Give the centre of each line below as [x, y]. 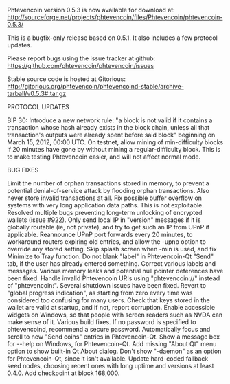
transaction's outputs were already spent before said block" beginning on [111, 135]
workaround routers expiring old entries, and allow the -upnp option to [106, 242]
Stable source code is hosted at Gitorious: [66, 79]
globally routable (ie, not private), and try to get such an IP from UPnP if [108, 227]
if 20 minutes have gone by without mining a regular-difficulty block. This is [114, 149]
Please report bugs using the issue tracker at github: [81, 58]
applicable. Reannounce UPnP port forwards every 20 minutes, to [100, 234]
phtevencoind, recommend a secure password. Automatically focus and [109, 329]
